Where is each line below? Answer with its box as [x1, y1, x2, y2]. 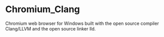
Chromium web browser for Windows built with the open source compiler [5, 20, 159, 26]
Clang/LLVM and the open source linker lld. [5, 25, 96, 31]
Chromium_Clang [5, 4, 80, 15]
